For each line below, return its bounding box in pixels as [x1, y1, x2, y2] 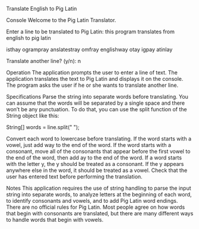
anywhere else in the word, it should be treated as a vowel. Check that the [6, 167, 188, 174]
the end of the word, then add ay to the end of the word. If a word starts [6, 154, 182, 161]
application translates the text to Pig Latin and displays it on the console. [6, 76, 184, 82]
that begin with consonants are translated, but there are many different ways [6, 210, 194, 217]
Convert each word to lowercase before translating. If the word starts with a [6, 135, 192, 142]
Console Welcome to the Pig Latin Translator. [6, 17, 116, 23]
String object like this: [6, 112, 59, 119]
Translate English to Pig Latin [6, 5, 77, 12]
